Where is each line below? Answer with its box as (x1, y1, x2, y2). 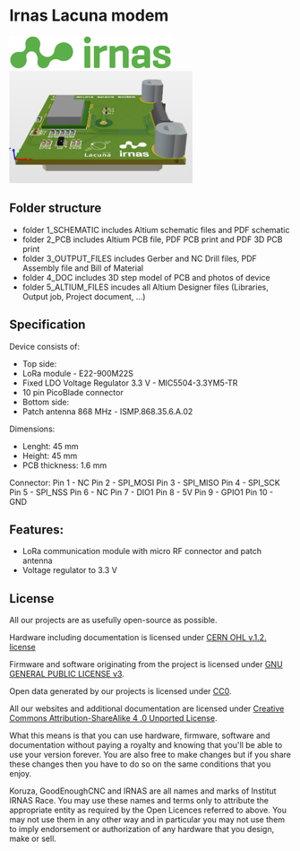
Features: (9, 522, 64, 537)
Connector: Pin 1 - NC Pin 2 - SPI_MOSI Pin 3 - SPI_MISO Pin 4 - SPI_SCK (9, 477, 280, 488)
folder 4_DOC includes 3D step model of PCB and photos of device (21, 272, 270, 282)
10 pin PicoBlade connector (21, 386, 124, 397)
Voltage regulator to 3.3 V (21, 565, 118, 576)
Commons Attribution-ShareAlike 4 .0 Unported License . (9, 713, 218, 724)
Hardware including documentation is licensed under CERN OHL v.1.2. (9, 632, 267, 643)
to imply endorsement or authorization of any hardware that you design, (9, 824, 275, 835)
